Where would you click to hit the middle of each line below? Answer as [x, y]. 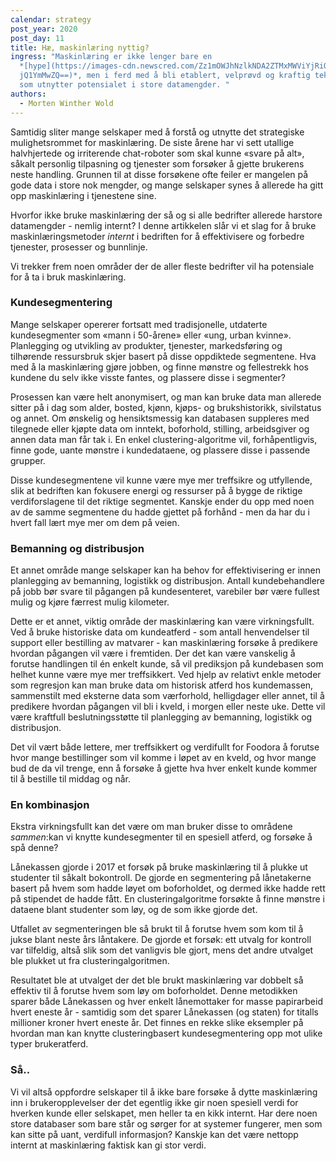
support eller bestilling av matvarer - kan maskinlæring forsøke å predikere [164, 643]
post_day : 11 [37, 38]
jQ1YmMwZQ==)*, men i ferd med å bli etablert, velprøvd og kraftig [165, 76]
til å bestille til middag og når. [71, 779]
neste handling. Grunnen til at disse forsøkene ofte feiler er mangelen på [159, 174]
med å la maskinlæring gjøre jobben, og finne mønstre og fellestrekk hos [159, 367]
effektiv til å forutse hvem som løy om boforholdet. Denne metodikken [154, 991]
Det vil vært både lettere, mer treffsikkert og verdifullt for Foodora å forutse [165, 747]
